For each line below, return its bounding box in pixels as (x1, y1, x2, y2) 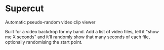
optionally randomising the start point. (5, 39, 82, 45)
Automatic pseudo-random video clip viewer (5, 19, 96, 25)
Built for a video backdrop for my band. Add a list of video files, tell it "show (5, 28, 159, 34)
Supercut (5, 3, 44, 14)
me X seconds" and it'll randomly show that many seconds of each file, (5, 34, 150, 40)
